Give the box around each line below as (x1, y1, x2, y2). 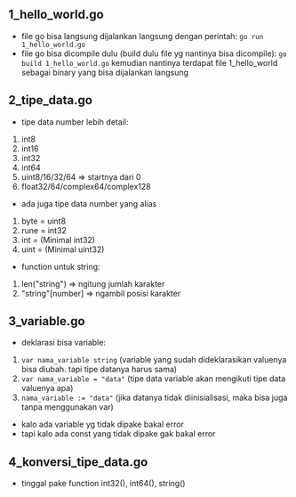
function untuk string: (20, 261, 100, 272)
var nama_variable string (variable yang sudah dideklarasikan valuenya (20, 354, 287, 365)
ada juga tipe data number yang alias (20, 198, 157, 208)
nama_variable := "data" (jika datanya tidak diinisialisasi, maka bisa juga (20, 392, 288, 403)
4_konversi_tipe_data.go (8, 454, 148, 469)
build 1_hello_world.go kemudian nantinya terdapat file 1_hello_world (20, 57, 278, 68)
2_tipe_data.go (8, 93, 92, 108)
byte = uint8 (20, 216, 67, 226)
